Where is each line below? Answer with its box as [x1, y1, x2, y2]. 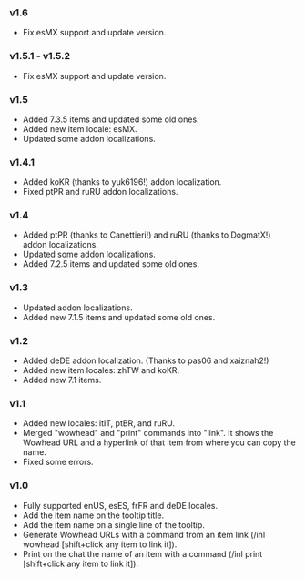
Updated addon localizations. [22, 302, 134, 313]
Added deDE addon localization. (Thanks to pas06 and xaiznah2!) [22, 355, 269, 366]
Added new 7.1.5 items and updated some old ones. [22, 311, 216, 322]
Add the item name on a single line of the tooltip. [22, 519, 205, 530]
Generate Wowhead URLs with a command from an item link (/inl [22, 529, 266, 540]
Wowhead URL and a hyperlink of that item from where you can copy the [22, 437, 296, 448]
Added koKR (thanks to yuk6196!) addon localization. [22, 177, 222, 188]
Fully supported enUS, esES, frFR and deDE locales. [22, 500, 219, 511]
